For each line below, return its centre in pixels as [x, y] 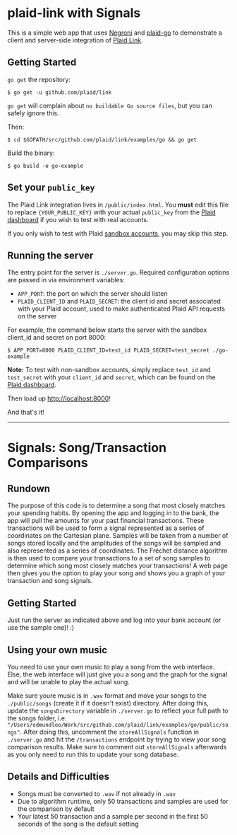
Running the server [50, 255]
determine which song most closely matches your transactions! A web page [117, 566]
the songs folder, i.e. [37, 718]
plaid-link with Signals [74, 13]
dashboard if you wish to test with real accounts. [78, 219]
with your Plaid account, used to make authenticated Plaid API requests [121, 309]
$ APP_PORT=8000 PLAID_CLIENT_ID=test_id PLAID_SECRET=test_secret [109, 351]
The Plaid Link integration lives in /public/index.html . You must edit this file [118, 205]
